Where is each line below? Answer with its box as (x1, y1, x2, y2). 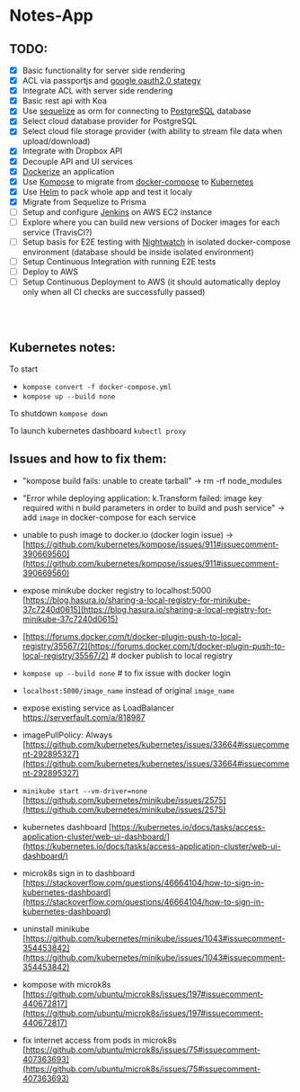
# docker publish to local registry (110, 649, 234, 661)
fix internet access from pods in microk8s (22, 1034, 177, 1045)
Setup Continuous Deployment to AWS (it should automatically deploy (22, 276, 281, 288)
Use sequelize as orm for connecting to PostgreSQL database (22, 105, 251, 117)
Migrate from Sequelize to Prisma (22, 196, 146, 207)
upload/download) (22, 136, 91, 147)
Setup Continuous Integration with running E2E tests (22, 256, 216, 266)
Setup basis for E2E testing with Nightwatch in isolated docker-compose (22, 236, 291, 247)
